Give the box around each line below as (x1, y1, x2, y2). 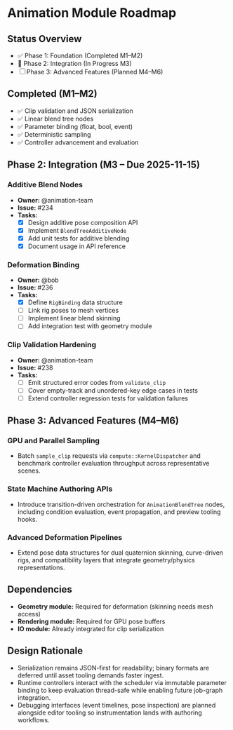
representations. (17, 563, 65, 572)
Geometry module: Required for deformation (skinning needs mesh (17, 602, 214, 611)
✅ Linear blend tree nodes (17, 114, 94, 123)
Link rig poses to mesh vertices (27, 306, 119, 315)
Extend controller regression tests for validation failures (27, 394, 188, 403)
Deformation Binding (7, 259, 80, 269)
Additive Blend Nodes (7, 180, 83, 190)
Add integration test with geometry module (27, 322, 152, 330)
